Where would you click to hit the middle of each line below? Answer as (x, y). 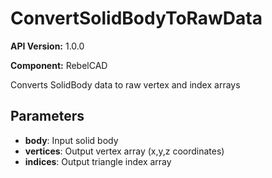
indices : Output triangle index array (98, 161)
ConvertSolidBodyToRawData (136, 18)
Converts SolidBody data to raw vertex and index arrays (125, 84)
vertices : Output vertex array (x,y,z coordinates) (124, 151)
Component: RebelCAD (59, 65)
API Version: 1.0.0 (47, 46)
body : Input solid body (71, 140)
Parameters (47, 116)
